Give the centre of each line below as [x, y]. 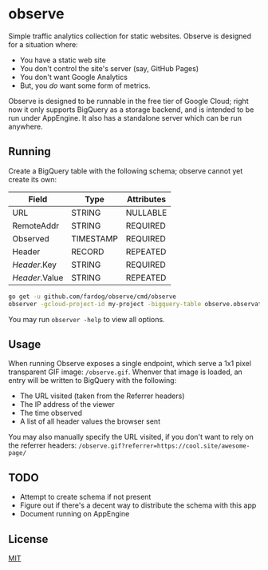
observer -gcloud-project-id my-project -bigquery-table [105, 304]
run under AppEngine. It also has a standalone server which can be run [125, 118]
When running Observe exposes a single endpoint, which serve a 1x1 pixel [130, 364]
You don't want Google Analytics [73, 77]
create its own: [33, 179]
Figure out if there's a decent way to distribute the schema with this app [138, 505]
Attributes [146, 199]
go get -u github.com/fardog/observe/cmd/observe [93, 297]
